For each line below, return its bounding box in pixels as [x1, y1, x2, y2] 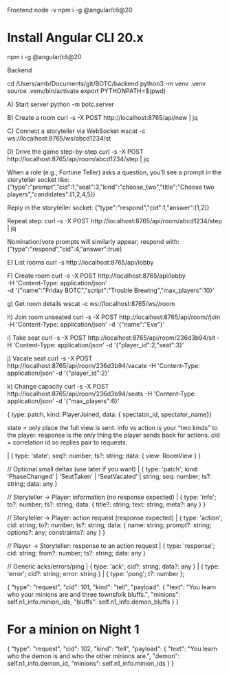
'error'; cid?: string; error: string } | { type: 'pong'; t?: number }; [7, 569, 185, 578]
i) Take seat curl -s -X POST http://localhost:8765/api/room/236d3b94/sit [7, 334, 215, 342]
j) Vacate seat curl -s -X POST [7, 354, 93, 362]
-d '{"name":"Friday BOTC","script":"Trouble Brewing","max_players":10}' [7, 286, 215, 294]
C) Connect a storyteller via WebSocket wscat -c [7, 127, 146, 135]
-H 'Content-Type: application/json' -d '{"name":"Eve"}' [7, 320, 165, 328]
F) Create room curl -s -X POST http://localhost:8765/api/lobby [7, 272, 186, 280]
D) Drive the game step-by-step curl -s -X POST [7, 147, 144, 156]
